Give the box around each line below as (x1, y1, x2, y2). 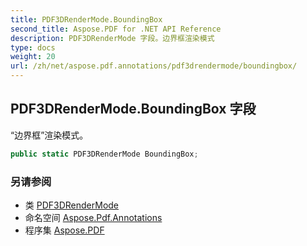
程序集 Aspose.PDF (24, 224, 105, 236)
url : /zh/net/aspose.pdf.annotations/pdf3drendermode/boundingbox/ (10, 61, 298, 71)
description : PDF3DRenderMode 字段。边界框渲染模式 (10, 33, 215, 43)
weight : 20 (10, 52, 56, 62)
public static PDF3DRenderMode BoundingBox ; (10, 149, 199, 159)
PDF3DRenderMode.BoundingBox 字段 (10, 101, 257, 118)
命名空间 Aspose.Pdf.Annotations (24, 211, 163, 223)
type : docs (10, 42, 56, 53)
